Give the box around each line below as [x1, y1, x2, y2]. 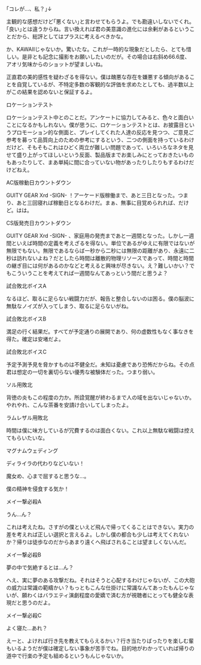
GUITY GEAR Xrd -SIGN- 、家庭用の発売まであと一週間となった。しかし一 [6, 232, 189, 239]
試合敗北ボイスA [6, 282, 47, 289]
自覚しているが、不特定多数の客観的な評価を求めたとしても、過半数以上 [16, 81, 194, 88]
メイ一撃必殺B [6, 551, 42, 558]
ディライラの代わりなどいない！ [6, 460, 85, 467]
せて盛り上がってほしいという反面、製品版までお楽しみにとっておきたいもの [6, 152, 194, 158]
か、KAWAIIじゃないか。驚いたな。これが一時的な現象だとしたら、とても [6, 46, 187, 53]
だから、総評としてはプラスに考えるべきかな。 [11, 33, 127, 40]
